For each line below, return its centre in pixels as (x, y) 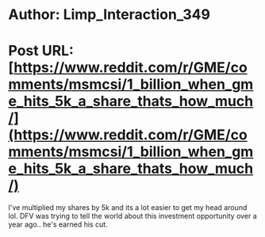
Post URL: (41, 51)
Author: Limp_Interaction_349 (109, 15)
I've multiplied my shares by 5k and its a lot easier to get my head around (128, 208)
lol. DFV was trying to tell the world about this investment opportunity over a (133, 216)
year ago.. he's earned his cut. (58, 224)
